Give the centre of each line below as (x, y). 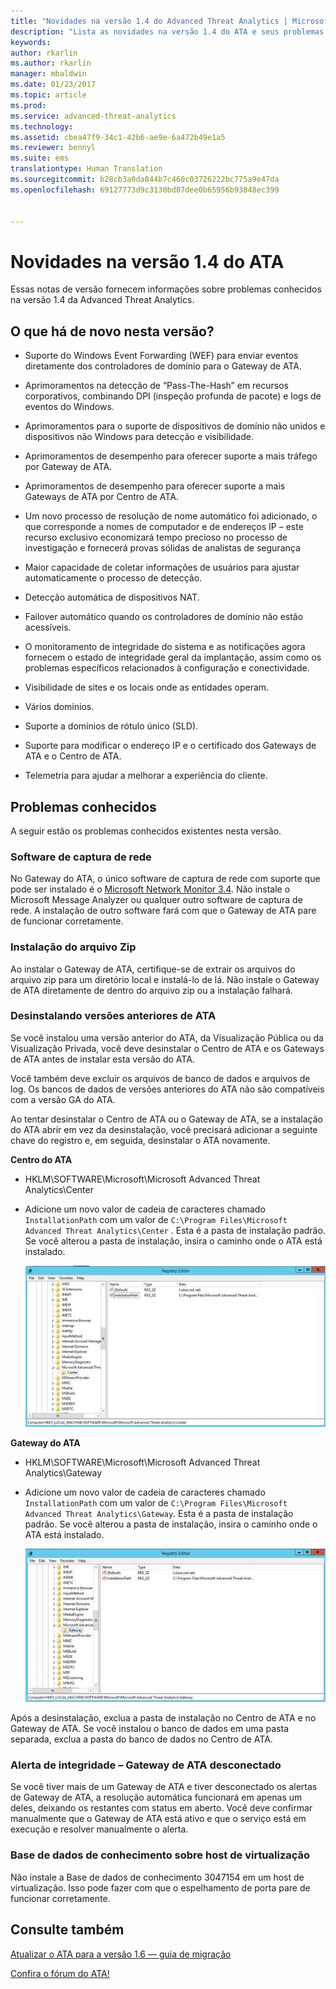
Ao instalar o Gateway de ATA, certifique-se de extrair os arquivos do (153, 969)
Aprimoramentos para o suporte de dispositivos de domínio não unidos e (175, 426)
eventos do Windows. (69, 407)
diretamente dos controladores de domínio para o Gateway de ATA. (163, 366)
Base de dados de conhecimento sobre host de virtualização (160, 1855)
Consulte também (67, 1930)
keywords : (31, 42)
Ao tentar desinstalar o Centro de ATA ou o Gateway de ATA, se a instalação (166, 1119)
